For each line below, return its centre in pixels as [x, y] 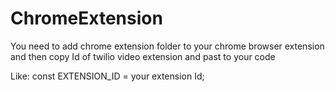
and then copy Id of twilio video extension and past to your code [143, 56]
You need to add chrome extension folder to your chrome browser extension [167, 46]
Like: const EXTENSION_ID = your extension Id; [107, 76]
